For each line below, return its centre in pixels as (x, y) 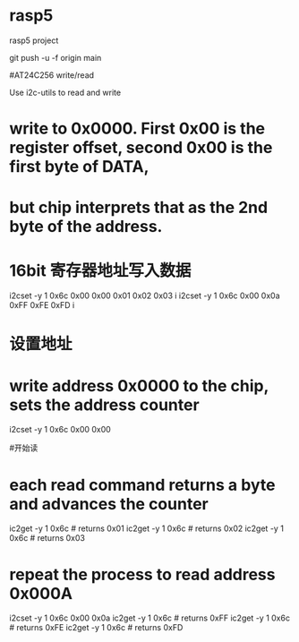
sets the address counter (104, 405)
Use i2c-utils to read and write (65, 92)
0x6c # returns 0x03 (47, 538)
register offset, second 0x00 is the (141, 148)
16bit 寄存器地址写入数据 (100, 270)
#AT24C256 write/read (52, 75)
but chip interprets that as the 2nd (139, 208)
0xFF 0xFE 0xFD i (42, 305)
